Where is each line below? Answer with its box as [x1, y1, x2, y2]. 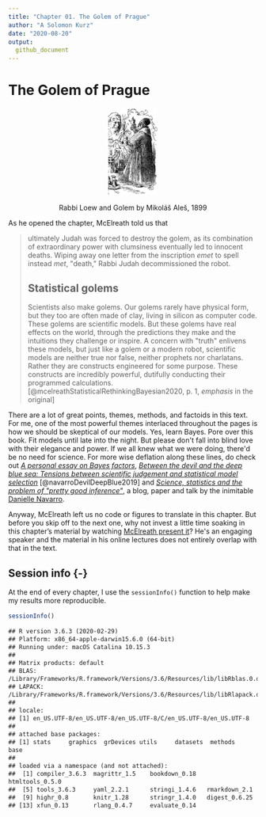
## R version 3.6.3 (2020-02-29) [8, 628, 119, 636]
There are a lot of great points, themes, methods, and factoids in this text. [8, 410, 248, 420]
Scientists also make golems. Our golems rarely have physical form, [27, 302, 249, 312]
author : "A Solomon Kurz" [8, 21, 93, 29]
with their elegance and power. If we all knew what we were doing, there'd [8, 444, 251, 454]
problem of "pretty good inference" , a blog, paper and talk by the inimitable [8, 486, 254, 496]
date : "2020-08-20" [8, 29, 73, 37]
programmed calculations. [27, 378, 113, 388]
